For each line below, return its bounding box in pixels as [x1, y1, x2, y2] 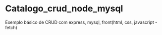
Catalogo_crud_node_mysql [5, 3, 123, 14]
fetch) [5, 24, 17, 30]
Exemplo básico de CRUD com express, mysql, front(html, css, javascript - [5, 19, 158, 25]
